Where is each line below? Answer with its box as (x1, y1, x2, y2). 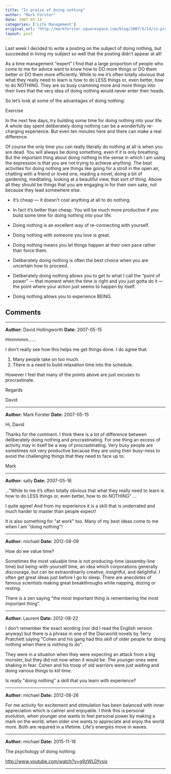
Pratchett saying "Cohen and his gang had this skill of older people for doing (5, 636, 166, 642)
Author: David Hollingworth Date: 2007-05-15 (5, 326, 102, 333)
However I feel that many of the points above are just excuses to (5, 371, 140, 378)
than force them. (12, 247, 48, 253)
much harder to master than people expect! (5, 508, 96, 514)
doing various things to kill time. (5, 667, 72, 673)
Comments (5, 308, 41, 317)
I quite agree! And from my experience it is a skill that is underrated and (5, 503, 155, 509)
